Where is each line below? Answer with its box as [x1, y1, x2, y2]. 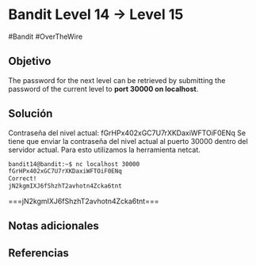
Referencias [8, 246, 70, 259]
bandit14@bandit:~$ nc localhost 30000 [8, 160, 140, 168]
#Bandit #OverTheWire [8, 32, 83, 41]
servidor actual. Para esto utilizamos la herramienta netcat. [8, 145, 201, 154]
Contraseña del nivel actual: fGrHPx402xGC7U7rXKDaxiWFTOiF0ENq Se [8, 128, 246, 138]
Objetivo [8, 55, 52, 68]
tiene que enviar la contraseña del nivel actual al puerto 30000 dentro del [8, 136, 248, 146]
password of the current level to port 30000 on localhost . [8, 84, 199, 93]
